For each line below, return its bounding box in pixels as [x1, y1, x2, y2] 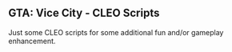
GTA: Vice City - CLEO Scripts [8, 6, 160, 20]
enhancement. [8, 36, 56, 46]
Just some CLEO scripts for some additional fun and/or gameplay [8, 27, 224, 37]
